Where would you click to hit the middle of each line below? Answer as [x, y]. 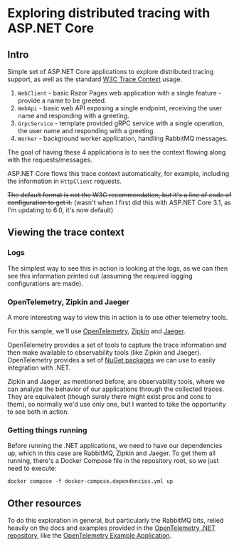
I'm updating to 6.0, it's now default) [60, 210]
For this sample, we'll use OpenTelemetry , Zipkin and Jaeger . [97, 331]
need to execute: [32, 469]
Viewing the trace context [66, 233]
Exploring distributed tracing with [109, 13]
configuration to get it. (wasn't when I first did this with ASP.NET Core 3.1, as [119, 202]
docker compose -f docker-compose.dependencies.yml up [90, 481]
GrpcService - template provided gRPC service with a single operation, [121, 123]
